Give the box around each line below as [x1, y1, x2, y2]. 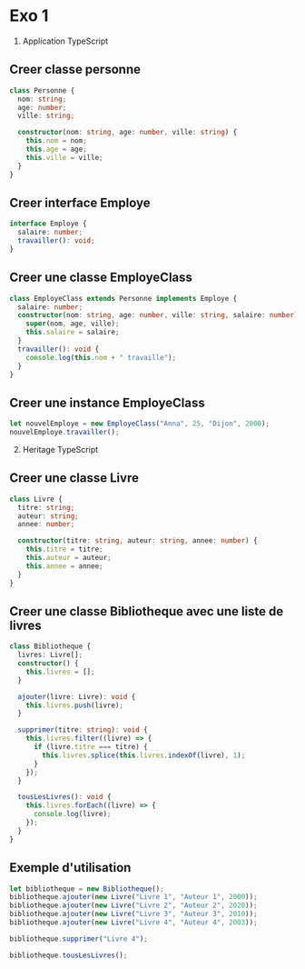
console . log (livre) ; [33, 810, 112, 819]
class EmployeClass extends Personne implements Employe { [9, 294, 238, 303]
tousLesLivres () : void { [17, 793, 112, 802]
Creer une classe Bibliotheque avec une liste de [9, 604, 284, 619]
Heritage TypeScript [22, 444, 99, 455]
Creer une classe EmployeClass [9, 270, 193, 285]
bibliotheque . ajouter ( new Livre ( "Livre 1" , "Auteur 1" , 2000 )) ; [9, 893, 258, 902]
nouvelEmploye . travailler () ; [9, 428, 120, 437]
